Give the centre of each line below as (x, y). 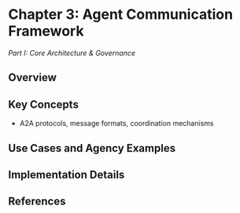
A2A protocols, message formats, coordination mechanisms (116, 123)
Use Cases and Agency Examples (92, 148)
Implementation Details (66, 174)
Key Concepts (43, 104)
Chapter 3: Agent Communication (121, 15)
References (37, 202)
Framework (46, 31)
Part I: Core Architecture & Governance (72, 53)
